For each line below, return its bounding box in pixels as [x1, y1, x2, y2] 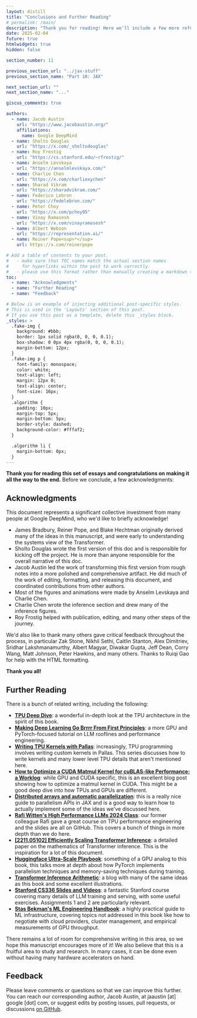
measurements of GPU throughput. [14, 924, 100, 931]
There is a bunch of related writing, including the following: [6, 700, 148, 707]
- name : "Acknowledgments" [11, 280, 77, 285]
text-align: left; [16, 372, 62, 378]
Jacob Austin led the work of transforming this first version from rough [14, 564, 186, 571]
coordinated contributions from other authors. [14, 583, 126, 590]
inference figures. [14, 607, 58, 614]
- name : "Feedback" [11, 291, 59, 297]
